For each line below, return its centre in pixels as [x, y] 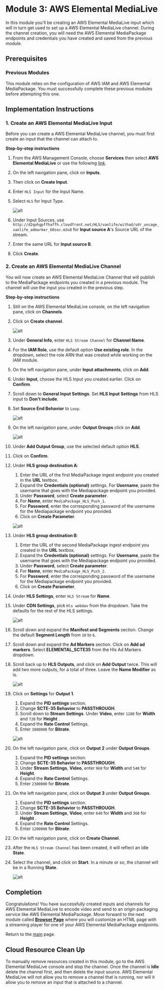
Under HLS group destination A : [45, 465]
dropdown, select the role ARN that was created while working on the [82, 355]
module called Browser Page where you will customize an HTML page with [81, 919]
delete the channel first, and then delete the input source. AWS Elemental [79, 972]
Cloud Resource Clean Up [45, 950]
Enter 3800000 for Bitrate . [45, 729]
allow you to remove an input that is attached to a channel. [64, 982]
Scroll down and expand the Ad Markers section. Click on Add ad [79, 644]
